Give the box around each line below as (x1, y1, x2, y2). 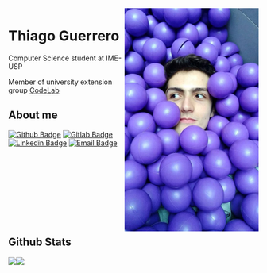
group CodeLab (8, 85, 60, 94)
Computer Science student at (8, 53, 105, 63)
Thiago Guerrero (8, 27, 120, 45)
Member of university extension (8, 77, 113, 87)
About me (8, 109, 58, 122)
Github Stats (8, 236, 72, 249)
